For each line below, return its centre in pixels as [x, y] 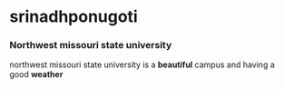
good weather [36, 74]
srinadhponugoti [73, 17]
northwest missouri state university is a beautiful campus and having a [142, 64]
